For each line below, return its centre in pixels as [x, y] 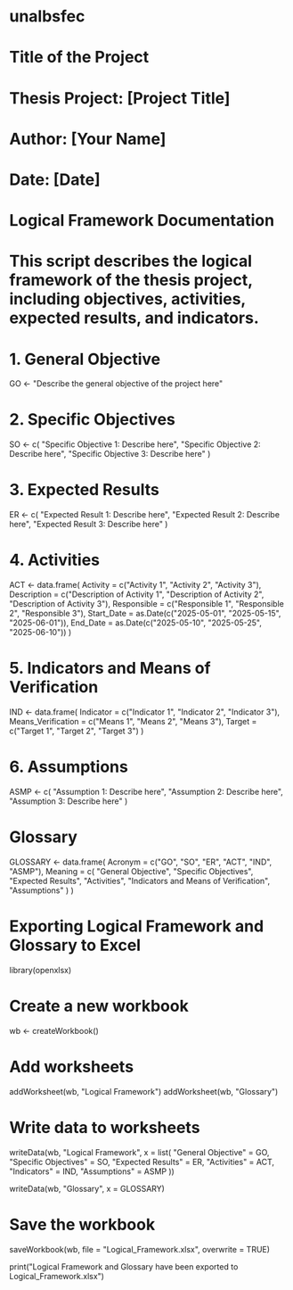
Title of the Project [79, 58]
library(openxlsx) [41, 970]
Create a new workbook [99, 1006]
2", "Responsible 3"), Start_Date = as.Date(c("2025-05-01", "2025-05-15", [145, 614]
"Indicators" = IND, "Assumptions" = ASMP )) [92, 1171]
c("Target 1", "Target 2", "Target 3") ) [77, 731]
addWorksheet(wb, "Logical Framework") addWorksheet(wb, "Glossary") [144, 1091]
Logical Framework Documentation [142, 221]
